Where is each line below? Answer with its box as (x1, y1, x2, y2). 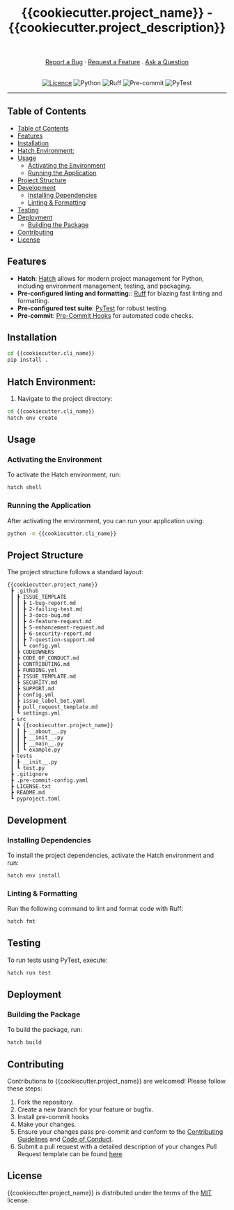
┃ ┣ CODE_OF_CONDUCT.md (10, 655, 79, 662)
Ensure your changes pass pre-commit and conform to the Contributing (17, 1128, 224, 1136)
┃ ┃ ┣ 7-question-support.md (10, 636, 95, 643)
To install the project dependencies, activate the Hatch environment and (7, 851, 214, 859)
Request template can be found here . (17, 1150, 124, 1158)
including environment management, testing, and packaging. (17, 282, 192, 290)
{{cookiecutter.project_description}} (8, 20, 226, 36)
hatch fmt (7, 918, 36, 925)
